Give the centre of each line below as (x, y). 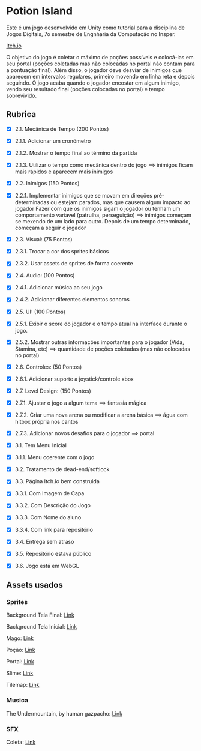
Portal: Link (20, 662)
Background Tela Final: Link (40, 615)
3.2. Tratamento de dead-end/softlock (62, 469)
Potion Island (40, 11)
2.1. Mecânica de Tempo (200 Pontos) (62, 129)
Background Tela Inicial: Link (42, 627)
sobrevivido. (22, 95)
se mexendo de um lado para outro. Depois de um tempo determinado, (103, 222)
